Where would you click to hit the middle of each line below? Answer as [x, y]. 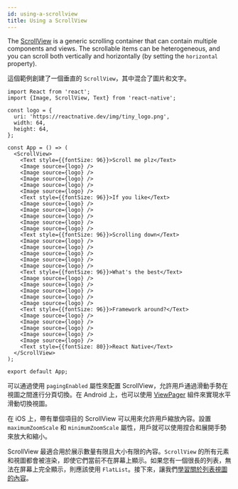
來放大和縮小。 [29, 436]
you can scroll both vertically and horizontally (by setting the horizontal [113, 56]
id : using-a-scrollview [43, 14]
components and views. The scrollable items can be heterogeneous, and [114, 48]
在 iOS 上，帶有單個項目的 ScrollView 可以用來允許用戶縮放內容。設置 [109, 418]
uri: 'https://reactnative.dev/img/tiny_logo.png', [92, 117]
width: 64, [30, 123]
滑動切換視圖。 [29, 403]
